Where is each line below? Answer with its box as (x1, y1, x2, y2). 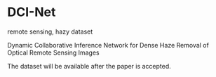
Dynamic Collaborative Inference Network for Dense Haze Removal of (7, 41, 209, 49)
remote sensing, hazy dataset (7, 27, 93, 36)
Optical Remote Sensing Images (7, 48, 100, 57)
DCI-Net (7, 4, 56, 20)
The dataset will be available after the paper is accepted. (7, 62, 172, 70)
